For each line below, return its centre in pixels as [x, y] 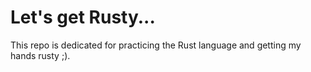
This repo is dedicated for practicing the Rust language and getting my [156, 45]
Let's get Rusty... [83, 17]
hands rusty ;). [40, 55]
